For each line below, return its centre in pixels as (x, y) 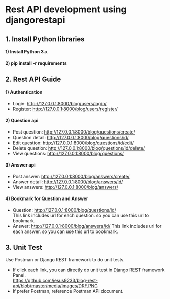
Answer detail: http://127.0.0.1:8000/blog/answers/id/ (68, 182)
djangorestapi (35, 20)
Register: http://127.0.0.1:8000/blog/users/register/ (65, 109)
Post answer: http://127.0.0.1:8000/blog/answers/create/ (71, 176)
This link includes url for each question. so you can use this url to (81, 215)
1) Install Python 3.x (27, 52)
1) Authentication (24, 92)
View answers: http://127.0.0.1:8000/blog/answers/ (65, 187)
